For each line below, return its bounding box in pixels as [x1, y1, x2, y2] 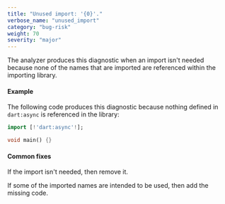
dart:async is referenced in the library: [7, 110, 120, 119]
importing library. [7, 71, 58, 80]
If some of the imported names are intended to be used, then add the [7, 181, 209, 190]
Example [7, 87, 34, 95]
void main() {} [7, 137, 52, 144]
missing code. [7, 188, 48, 198]
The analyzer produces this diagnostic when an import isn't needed [7, 56, 204, 64]
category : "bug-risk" [7, 23, 71, 30]
